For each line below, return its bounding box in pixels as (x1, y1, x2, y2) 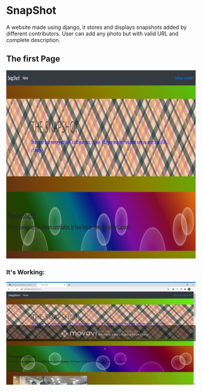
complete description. (6, 36, 61, 43)
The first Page (6, 54, 61, 64)
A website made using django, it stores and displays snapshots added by (6, 23, 187, 31)
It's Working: (6, 267, 45, 276)
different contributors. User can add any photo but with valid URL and (6, 30, 179, 37)
